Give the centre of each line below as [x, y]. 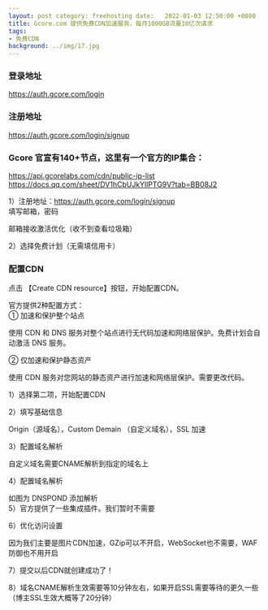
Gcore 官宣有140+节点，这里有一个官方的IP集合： [106, 158]
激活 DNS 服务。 [43, 343]
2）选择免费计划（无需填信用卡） [64, 246]
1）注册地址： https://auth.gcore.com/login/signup [92, 201]
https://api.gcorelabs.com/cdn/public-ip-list [82, 176]
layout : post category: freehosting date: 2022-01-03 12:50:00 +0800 [132, 16]
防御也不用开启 [33, 553]
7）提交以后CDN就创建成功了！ [61, 570]
